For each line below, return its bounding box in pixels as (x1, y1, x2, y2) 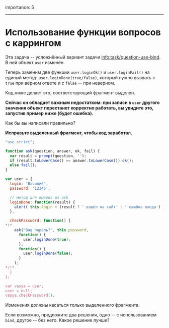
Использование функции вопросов (5, 27, 161, 38)
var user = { (5, 177, 33, 182)
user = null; (5, 288, 33, 293)
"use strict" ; (5, 139, 35, 144)
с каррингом (5, 37, 61, 49)
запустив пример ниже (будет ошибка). (5, 110, 94, 116)
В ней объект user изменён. (5, 59, 65, 65)
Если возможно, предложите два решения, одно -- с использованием (5, 312, 157, 318)
